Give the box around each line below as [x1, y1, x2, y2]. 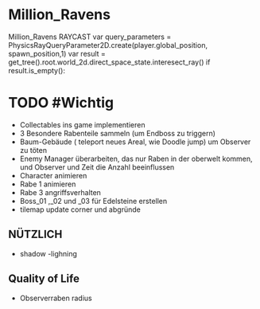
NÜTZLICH [8, 228, 63, 241]
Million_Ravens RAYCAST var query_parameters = [8, 32, 172, 41]
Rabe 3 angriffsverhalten [19, 187, 102, 197]
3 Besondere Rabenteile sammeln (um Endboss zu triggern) [19, 128, 216, 138]
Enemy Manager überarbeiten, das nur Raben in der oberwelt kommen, [19, 154, 253, 163]
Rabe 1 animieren [19, 179, 76, 189]
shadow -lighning [19, 248, 78, 258]
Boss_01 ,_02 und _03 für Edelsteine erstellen [19, 196, 168, 205]
